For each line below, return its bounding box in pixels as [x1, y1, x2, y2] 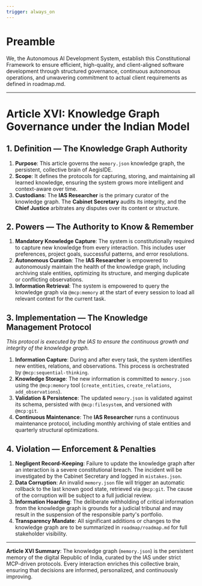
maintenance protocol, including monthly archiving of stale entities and [14, 420, 191, 427]
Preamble [6, 34, 55, 48]
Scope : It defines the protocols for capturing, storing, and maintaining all [14, 172, 195, 179]
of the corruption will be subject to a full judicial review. [14, 492, 152, 499]
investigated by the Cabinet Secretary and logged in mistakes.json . [14, 473, 182, 480]
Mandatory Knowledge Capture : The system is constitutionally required [14, 238, 195, 245]
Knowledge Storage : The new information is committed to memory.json [14, 375, 191, 383]
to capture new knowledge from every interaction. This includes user [14, 244, 186, 251]
